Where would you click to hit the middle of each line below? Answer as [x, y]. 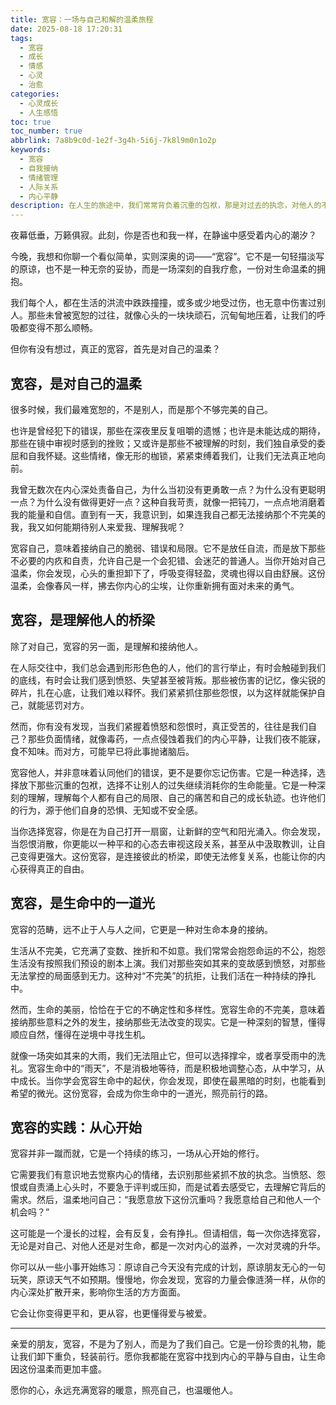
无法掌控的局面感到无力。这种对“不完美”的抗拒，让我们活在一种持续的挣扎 [163, 975]
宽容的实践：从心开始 [76, 1127]
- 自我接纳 [39, 168]
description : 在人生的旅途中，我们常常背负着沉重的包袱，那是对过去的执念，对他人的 [166, 206]
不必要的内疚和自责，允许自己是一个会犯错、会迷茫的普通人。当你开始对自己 [168, 560]
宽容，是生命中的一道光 [82, 903]
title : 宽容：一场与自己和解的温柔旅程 [82, 19]
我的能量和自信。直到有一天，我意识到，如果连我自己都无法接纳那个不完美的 [168, 514]
